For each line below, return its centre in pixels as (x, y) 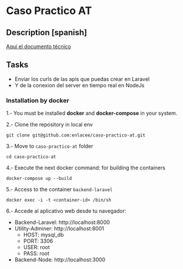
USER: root (36, 247)
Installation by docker (38, 100)
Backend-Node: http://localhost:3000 (60, 260)
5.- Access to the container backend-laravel (60, 189)
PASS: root (36, 254)
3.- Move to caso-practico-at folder (50, 146)
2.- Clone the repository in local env (50, 125)
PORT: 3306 (38, 241)
